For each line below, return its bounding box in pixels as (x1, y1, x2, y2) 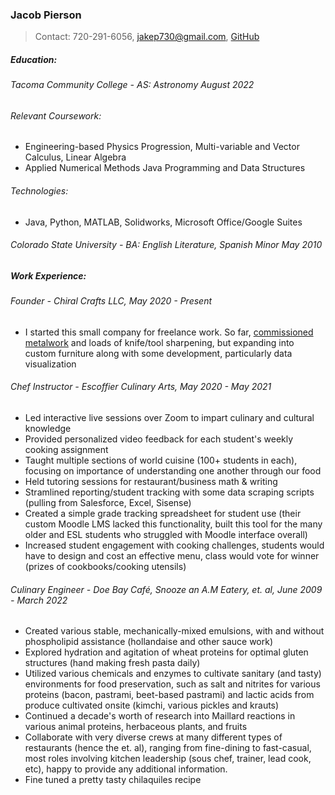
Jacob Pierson (10, 8, 82, 22)
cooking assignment (24, 444, 109, 456)
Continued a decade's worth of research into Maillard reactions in (24, 710, 296, 722)
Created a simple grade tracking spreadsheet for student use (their (24, 508, 302, 520)
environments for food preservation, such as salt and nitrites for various (24, 678, 321, 690)
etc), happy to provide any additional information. (24, 763, 228, 775)
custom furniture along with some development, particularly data (24, 347, 293, 359)
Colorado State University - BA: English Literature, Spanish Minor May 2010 (10, 239, 323, 251)
